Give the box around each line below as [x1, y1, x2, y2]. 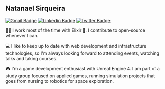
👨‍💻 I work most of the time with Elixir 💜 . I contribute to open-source [5, 27, 145, 33]
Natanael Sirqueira [5, 4, 66, 13]
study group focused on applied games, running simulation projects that [5, 73, 155, 79]
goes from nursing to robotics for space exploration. [5, 78, 114, 84]
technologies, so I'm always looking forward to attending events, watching [5, 50, 160, 56]
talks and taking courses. [5, 55, 58, 61]
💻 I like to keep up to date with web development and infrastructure [5, 42, 147, 49]
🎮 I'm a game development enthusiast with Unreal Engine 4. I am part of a [5, 65, 160, 71]
